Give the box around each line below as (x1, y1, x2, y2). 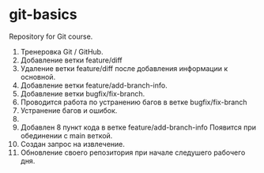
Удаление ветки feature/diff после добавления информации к (20, 63, 228, 73)
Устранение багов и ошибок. (20, 105, 118, 115)
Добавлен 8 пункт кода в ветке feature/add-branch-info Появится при (20, 122, 256, 132)
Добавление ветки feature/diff (20, 55, 123, 65)
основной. (20, 72, 56, 81)
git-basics (9, 6, 77, 24)
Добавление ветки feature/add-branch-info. (20, 81, 168, 90)
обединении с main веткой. (20, 130, 113, 140)
